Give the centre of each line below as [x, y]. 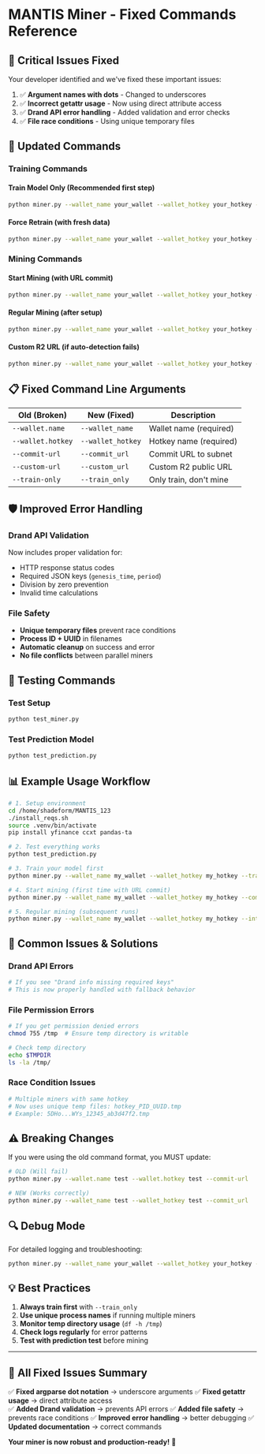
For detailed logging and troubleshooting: [75, 1249]
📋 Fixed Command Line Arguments [97, 389]
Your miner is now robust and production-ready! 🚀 [92, 1442]
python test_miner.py [44, 719]
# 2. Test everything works [54, 847]
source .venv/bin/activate [52, 826]
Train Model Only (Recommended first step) [82, 188]
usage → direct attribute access [60, 1400]
